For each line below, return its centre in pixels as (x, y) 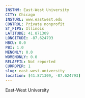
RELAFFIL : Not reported (31, 62)
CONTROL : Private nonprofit (35, 24)
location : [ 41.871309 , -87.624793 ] (43, 76)
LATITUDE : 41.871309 (27, 33)
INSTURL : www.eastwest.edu (34, 19)
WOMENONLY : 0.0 (21, 57)
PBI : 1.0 (15, 47)
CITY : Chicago (20, 15)
